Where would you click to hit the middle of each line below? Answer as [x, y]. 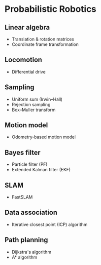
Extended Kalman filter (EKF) [41, 170]
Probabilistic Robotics [50, 9]
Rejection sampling [31, 104]
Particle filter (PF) [30, 164]
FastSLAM [22, 197]
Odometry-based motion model [44, 137]
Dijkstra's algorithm [32, 252]
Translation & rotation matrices [43, 39]
